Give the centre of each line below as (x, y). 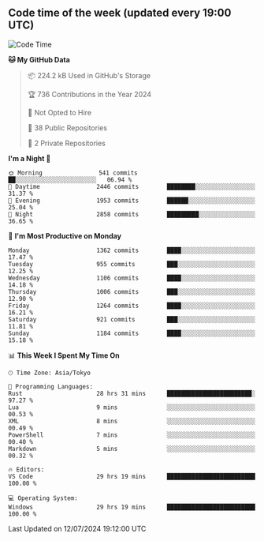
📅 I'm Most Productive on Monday (65, 235)
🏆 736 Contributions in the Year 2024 (89, 94)
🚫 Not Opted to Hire (59, 112)
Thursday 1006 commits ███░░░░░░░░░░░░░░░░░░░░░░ (132, 291)
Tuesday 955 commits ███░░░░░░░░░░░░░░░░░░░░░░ (132, 264)
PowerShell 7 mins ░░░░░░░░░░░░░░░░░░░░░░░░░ (132, 435)
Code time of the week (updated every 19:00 (120, 13)
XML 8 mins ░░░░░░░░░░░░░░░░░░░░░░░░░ (132, 421)
